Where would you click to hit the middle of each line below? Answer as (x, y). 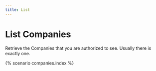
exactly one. (18, 53)
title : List (17, 10)
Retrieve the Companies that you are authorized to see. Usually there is (78, 48)
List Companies (38, 34)
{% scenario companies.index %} (40, 63)
